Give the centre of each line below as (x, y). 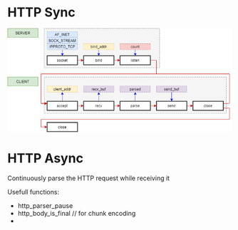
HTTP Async (46, 158)
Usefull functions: (33, 192)
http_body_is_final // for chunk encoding (77, 214)
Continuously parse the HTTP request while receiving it (88, 178)
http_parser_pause (45, 206)
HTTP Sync (42, 12)
